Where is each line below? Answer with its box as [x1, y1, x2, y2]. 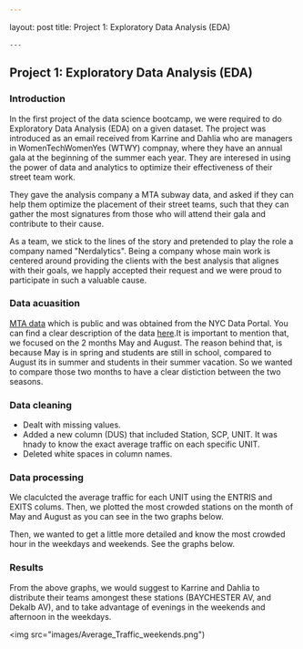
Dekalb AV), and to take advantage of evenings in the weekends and [9, 602, 266, 613]
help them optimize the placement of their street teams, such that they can [9, 199, 289, 210]
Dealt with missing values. [22, 419, 121, 430]
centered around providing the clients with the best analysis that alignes [9, 255, 279, 266]
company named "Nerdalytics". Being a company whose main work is [9, 245, 271, 256]
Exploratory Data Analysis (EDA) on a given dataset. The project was [9, 123, 267, 134]
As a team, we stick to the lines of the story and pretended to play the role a [9, 235, 294, 246]
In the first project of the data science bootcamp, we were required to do [9, 113, 282, 124]
